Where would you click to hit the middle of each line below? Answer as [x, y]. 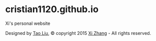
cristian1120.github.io [52, 9]
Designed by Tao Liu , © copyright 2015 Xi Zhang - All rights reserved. [78, 33]
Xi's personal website [28, 23]
